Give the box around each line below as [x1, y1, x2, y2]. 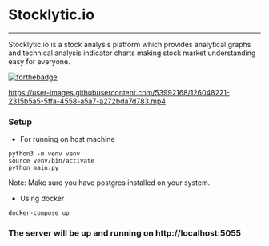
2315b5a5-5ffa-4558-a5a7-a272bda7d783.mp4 [8, 96, 167, 106]
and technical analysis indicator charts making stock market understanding [8, 48, 256, 58]
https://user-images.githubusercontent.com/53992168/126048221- [8, 87, 231, 97]
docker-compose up [8, 209, 70, 217]
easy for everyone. [8, 56, 70, 66]
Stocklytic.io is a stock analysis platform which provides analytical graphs [8, 39, 251, 49]
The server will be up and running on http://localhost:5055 [8, 228, 242, 239]
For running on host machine [19, 135, 115, 144]
